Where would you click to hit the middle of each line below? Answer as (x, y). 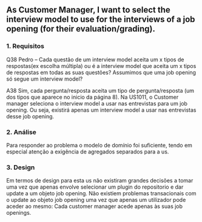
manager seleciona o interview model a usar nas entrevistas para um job (97, 103)
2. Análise (21, 132)
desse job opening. (30, 116)
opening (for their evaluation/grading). (81, 29)
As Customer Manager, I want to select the (89, 10)
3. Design (21, 167)
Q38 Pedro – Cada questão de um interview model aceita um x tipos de (95, 59)
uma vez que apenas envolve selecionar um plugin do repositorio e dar (95, 187)
